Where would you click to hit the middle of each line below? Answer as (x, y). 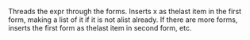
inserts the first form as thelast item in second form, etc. (100, 28)
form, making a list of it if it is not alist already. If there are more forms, (123, 20)
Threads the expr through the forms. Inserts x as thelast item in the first (125, 11)
